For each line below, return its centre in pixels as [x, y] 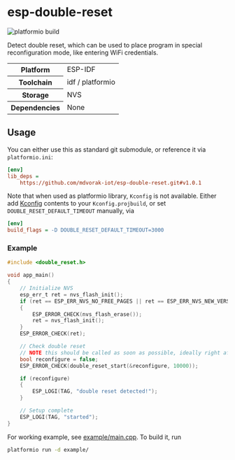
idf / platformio [91, 82]
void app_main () [31, 275]
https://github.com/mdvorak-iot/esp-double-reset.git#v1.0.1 [111, 182]
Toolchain [35, 82]
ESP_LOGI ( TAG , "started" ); [59, 417]
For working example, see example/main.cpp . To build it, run [94, 437]
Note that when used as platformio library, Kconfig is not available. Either [112, 196]
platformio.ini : [30, 157]
